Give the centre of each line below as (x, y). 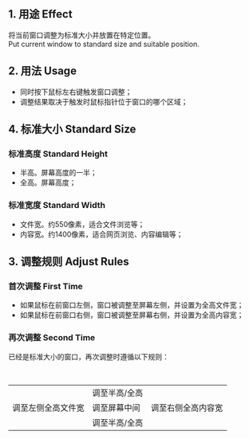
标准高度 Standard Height (58, 154)
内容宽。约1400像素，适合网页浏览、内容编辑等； (101, 234)
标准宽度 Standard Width (57, 206)
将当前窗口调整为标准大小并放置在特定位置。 (82, 35)
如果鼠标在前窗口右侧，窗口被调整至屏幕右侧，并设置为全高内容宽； (132, 315)
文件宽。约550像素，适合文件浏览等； (82, 224)
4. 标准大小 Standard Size (72, 129)
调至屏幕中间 (117, 407)
